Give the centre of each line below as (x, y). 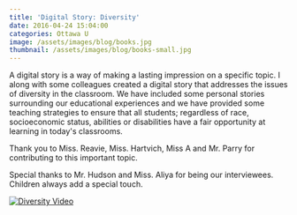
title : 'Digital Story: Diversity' (75, 17)
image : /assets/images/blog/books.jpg (80, 42)
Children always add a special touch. (76, 184)
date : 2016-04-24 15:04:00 (59, 26)
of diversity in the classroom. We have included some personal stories (137, 94)
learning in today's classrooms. (66, 131)
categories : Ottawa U (49, 33)
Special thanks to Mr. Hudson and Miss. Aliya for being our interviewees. (141, 175)
